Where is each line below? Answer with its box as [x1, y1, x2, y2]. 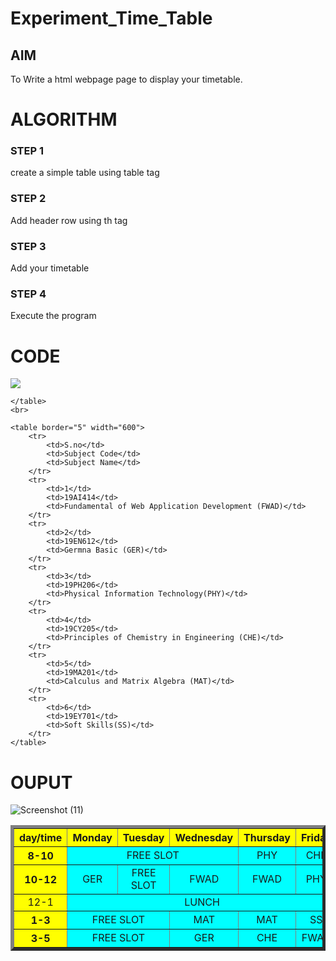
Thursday [243, 831, 291, 845]
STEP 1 [10, 144, 44, 158]
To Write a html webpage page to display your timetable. [10, 73, 243, 85]
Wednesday [174, 831, 234, 845]
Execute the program [10, 310, 97, 322]
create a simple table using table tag [10, 167, 160, 179]
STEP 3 [10, 239, 47, 253]
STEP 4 [10, 287, 47, 301]
